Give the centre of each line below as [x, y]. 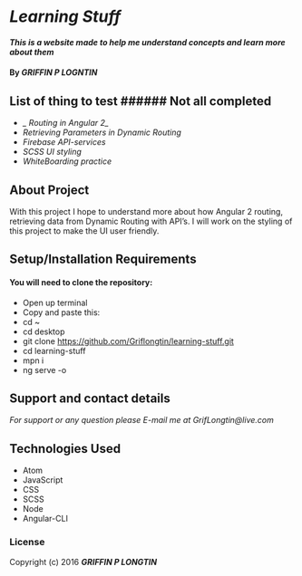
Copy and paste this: [61, 312]
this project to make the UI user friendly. [84, 231]
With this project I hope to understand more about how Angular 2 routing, [146, 211]
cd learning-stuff [54, 350]
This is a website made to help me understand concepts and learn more [147, 42]
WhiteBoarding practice [67, 161]
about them [32, 52]
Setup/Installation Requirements [103, 259]
